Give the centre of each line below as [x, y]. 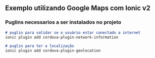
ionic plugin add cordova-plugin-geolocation [53, 51]
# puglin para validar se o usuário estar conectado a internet [73, 32]
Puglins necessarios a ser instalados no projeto [63, 22]
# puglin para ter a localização [40, 46]
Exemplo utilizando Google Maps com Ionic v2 [78, 8]
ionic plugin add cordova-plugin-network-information [62, 37]
